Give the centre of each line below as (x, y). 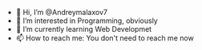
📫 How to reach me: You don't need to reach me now (105, 38)
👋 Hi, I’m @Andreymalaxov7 (62, 12)
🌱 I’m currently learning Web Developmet (84, 29)
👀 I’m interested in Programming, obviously (87, 21)
